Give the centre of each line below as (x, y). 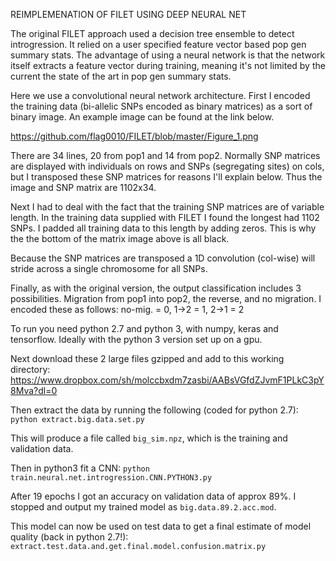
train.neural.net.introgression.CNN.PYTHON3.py (111, 478)
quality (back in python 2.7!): (69, 537)
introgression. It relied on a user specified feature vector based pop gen (158, 44)
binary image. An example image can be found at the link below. (142, 117)
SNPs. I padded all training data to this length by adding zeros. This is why (163, 228)
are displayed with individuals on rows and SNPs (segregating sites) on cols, (167, 166)
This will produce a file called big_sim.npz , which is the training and (149, 438)
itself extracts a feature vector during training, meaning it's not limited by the (168, 65)
